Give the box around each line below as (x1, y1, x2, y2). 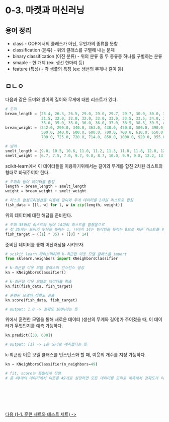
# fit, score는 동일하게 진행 (5, 371, 61, 376)
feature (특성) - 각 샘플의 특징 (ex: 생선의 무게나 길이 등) (12, 66, 124, 72)
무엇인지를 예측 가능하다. (14, 323, 63, 329)
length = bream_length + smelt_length (5, 184, 87, 189)
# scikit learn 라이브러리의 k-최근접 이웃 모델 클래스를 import (5, 251, 127, 256)
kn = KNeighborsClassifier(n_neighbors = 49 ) (5, 362, 98, 367)
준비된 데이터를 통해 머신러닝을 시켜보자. (5, 241, 84, 247)
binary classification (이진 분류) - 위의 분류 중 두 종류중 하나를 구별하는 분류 (12, 54, 162, 59)
